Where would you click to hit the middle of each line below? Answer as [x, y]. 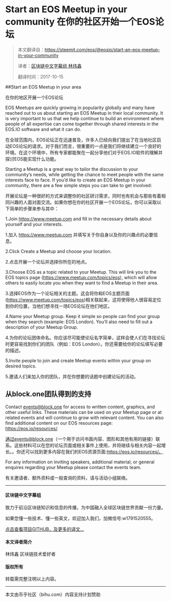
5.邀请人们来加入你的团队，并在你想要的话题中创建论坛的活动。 [72, 376]
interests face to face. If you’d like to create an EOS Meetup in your [76, 180]
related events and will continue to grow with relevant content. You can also [84, 417]
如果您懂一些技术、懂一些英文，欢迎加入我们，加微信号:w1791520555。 [80, 518]
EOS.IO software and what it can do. [43, 129]
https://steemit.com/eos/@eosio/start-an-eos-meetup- [102, 49]
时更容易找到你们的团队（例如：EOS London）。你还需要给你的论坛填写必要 [84, 344]
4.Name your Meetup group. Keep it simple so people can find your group [83, 316]
